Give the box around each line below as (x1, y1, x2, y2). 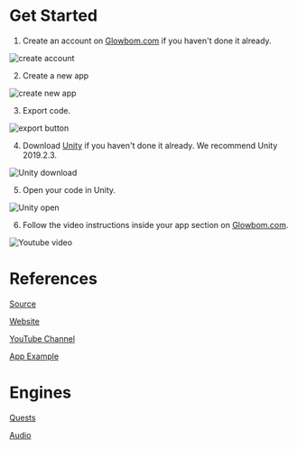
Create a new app (22, 69, 89, 81)
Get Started (9, 5, 97, 26)
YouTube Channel (9, 333, 75, 344)
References (9, 269, 97, 289)
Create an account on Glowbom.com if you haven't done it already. (22, 35, 273, 46)
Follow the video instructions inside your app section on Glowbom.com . (22, 219, 289, 230)
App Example (9, 351, 60, 362)
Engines (9, 382, 72, 403)
